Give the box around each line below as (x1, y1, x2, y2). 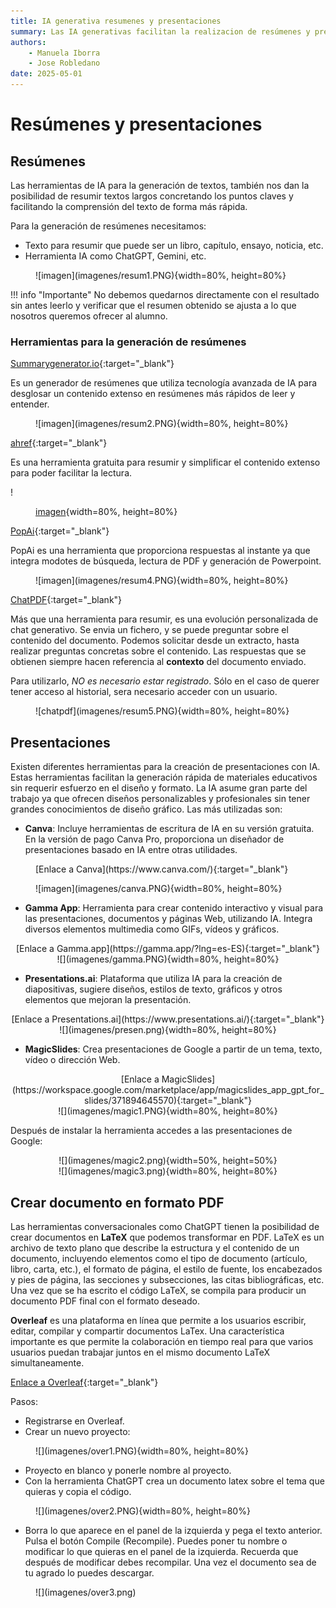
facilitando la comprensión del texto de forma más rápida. (10, 201, 248, 212)
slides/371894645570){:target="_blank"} (84, 1095, 252, 1107)
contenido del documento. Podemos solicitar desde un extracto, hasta (10, 635, 300, 647)
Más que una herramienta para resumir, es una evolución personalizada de (10, 613, 319, 625)
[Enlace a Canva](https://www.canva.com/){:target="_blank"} (35, 863, 289, 875)
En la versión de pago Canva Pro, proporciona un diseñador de (24, 833, 285, 845)
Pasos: (10, 1395, 39, 1407)
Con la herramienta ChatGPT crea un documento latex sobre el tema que (24, 1475, 325, 1487)
